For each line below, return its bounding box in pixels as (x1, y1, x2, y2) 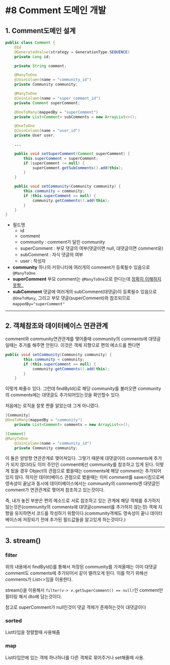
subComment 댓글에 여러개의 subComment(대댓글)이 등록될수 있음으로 (12, 289, 157, 295)
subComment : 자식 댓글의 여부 (20, 252, 83, 258)
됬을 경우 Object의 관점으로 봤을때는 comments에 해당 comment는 (10, 468, 144, 474)
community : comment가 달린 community (20, 239, 105, 245)
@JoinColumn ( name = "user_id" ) (14, 128, 80, 133)
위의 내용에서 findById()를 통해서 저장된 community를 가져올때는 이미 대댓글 (5, 564, 157, 570)
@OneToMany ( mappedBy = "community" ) (5, 417, 82, 423)
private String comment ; (14, 63, 67, 68)
